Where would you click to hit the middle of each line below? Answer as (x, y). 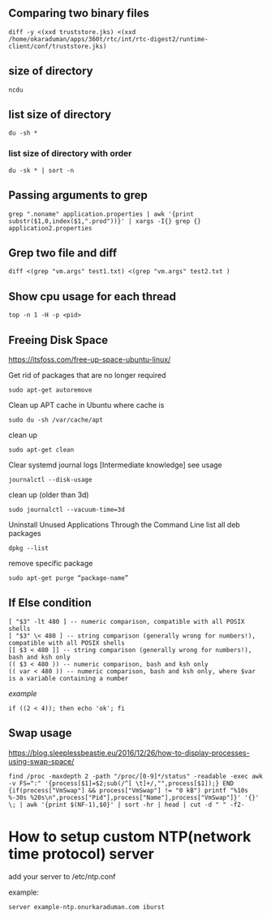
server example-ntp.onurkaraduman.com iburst (86, 907)
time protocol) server (81, 854)
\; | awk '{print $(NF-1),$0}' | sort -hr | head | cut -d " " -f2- (127, 805)
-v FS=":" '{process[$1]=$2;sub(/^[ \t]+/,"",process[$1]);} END (121, 783)
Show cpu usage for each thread (92, 296)
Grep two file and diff (63, 253)
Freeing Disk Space (58, 340)
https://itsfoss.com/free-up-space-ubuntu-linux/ (90, 359)
